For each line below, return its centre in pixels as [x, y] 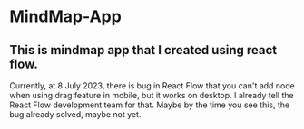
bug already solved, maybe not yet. [75, 114]
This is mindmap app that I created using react [143, 50]
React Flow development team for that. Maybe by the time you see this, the [150, 105]
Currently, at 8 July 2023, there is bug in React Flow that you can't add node [152, 86]
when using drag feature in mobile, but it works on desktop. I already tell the [152, 95]
